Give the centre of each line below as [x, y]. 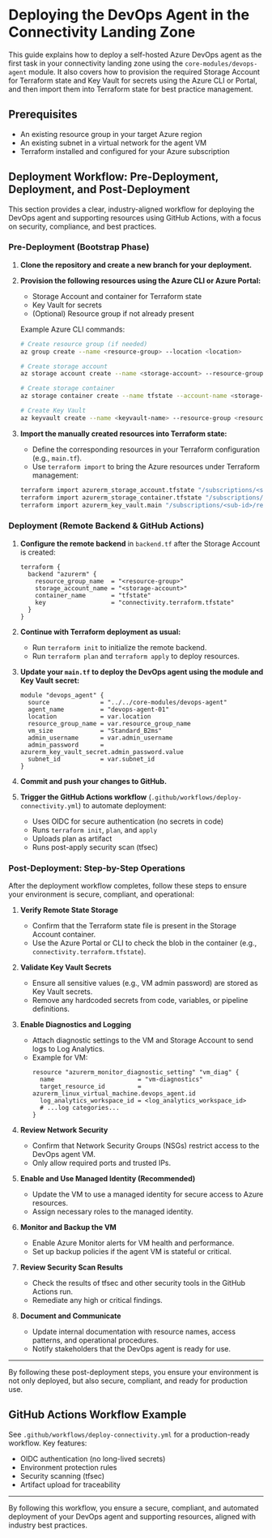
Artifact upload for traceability [70, 1484]
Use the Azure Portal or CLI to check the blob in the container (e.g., [144, 943]
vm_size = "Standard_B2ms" [95, 730]
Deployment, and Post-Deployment [99, 189]
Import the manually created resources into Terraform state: [123, 433]
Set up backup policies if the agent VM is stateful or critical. [132, 1252]
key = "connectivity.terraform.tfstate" [135, 602]
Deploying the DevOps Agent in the [129, 15]
